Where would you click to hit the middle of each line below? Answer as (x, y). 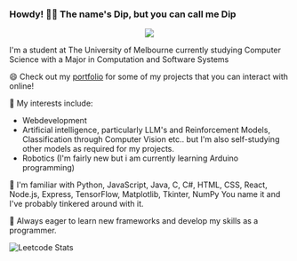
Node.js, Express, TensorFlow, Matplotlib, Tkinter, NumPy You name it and (145, 194)
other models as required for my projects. (98, 149)
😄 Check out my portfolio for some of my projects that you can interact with (149, 77)
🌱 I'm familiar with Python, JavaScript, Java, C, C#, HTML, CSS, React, (139, 185)
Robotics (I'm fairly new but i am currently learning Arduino (130, 158)
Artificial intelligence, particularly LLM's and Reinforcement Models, (146, 130)
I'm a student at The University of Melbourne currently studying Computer (145, 50)
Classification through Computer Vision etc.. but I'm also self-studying (151, 139)
